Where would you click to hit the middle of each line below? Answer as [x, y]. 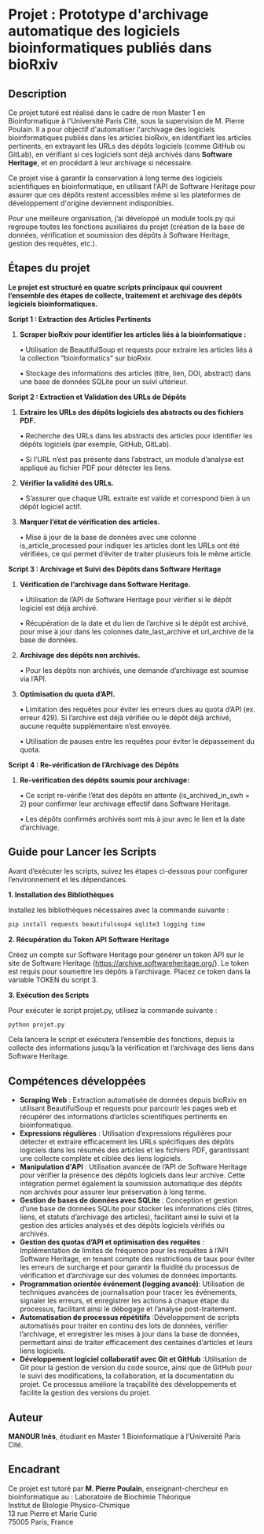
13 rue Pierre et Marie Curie [53, 1514]
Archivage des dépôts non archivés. [80, 655]
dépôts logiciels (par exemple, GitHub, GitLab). [95, 444]
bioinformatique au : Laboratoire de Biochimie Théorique [99, 1496]
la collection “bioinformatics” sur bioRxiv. [86, 358]
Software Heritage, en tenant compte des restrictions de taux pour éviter [137, 1259]
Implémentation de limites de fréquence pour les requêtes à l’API [124, 1251]
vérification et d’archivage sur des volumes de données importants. [128, 1276]
